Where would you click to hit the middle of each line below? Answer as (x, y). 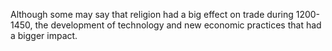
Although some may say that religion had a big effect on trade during (152, 14)
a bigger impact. (44, 35)
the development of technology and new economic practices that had (178, 25)
